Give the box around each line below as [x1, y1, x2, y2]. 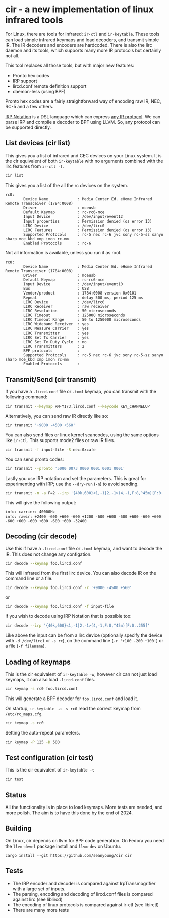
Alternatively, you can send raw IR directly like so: [5, 413, 108, 419]
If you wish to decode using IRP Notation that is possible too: [5, 613, 132, 619]
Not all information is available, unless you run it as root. [5, 249, 122, 255]
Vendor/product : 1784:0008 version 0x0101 [23, 290, 137, 296]
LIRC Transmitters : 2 [23, 344, 85, 349]
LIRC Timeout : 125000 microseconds [23, 313, 125, 318]
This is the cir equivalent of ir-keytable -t [5, 767, 95, 773]
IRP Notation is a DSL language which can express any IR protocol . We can [5, 113, 161, 120]
